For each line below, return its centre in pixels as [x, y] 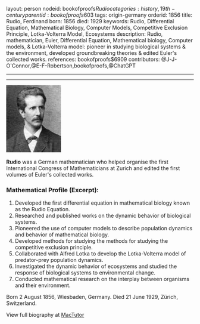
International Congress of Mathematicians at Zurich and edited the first [93, 168]
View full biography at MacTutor [45, 315]
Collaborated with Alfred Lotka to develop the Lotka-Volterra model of [100, 254]
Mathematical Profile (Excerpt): [53, 190]
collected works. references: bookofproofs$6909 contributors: [83, 59]
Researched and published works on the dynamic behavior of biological [103, 216]
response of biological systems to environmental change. [85, 273]
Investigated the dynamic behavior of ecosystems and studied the [96, 266]
